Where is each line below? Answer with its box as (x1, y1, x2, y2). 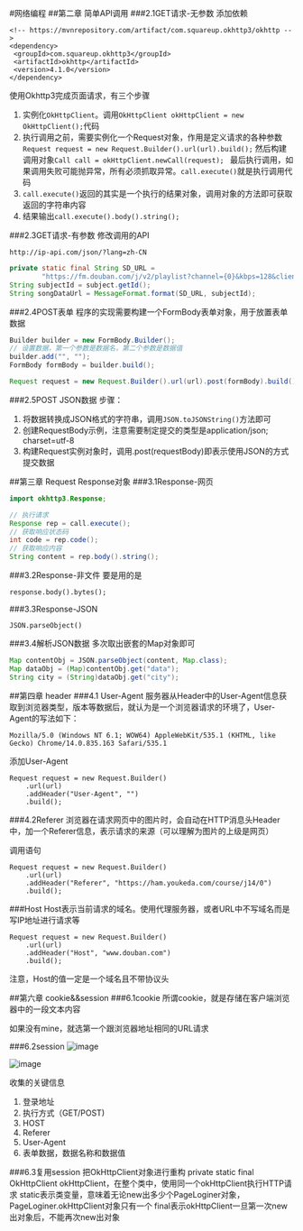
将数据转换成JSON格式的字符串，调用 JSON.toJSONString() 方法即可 (22, 413, 272, 424)
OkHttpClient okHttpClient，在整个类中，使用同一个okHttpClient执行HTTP (9, 1178, 284, 1189)
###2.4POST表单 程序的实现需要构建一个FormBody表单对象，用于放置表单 (9, 306, 289, 317)
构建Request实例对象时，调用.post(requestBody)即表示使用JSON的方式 (22, 446, 289, 456)
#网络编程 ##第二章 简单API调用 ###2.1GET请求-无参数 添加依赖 (9, 8, 248, 18)
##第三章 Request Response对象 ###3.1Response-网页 (9, 476, 214, 487)
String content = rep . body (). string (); (9, 553, 160, 562)
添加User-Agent (9, 756, 69, 767)
